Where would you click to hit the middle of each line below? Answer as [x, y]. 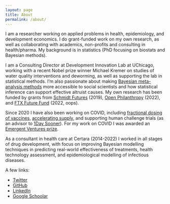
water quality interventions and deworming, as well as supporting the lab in [84, 76]
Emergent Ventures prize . [32, 129]
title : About [19, 15]
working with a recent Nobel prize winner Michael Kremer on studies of [80, 71]
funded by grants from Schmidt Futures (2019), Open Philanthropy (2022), [83, 97]
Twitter [20, 180]
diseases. [15, 160]
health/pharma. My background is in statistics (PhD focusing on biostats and [85, 50]
